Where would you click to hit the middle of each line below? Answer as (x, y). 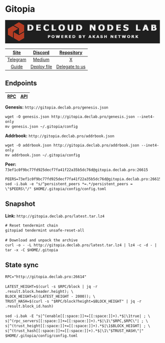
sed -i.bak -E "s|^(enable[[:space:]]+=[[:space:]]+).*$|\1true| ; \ (78, 316)
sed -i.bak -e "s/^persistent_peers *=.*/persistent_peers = (69, 184)
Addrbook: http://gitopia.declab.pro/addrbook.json (60, 136)
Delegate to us (71, 66)
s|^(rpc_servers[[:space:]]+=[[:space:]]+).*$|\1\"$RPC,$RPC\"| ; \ (77, 321)
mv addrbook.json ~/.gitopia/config (42, 155)
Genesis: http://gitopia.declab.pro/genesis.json (57, 107)
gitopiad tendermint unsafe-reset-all (45, 230)
